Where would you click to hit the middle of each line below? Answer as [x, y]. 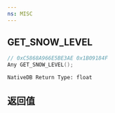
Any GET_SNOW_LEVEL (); [40, 65]
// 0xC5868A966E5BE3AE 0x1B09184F [58, 58]
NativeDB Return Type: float [50, 78]
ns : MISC [20, 14]
